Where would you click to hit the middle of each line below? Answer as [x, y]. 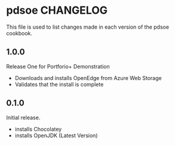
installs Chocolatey [38, 129]
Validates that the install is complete [59, 84]
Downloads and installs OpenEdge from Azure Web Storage [88, 78]
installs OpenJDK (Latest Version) [56, 135]
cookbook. [19, 33]
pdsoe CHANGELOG [57, 10]
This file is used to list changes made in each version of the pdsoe [87, 27]
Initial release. [23, 118]
